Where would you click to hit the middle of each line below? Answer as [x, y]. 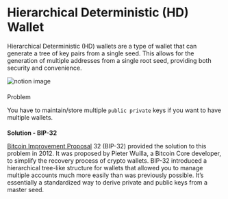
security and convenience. [45, 68]
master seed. [26, 190]
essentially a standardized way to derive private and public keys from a [107, 183]
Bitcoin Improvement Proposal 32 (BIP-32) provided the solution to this [107, 146]
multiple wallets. [30, 117]
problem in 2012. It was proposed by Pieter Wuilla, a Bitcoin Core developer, [114, 154]
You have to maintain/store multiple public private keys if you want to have [114, 110]
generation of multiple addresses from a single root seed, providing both [109, 60]
